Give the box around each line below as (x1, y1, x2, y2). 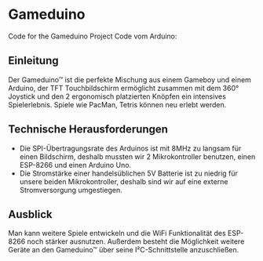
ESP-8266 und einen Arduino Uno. (19, 160, 132, 169)
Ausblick (8, 208, 53, 221)
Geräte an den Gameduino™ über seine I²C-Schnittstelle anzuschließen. (8, 245, 239, 255)
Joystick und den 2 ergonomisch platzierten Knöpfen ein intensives (8, 92, 226, 101)
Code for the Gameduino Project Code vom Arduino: (8, 31, 177, 41)
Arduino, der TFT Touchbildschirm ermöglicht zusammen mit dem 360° (8, 83, 239, 92)
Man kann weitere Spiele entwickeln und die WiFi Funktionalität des (8, 229, 226, 238)
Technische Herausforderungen (8, 123, 169, 136)
